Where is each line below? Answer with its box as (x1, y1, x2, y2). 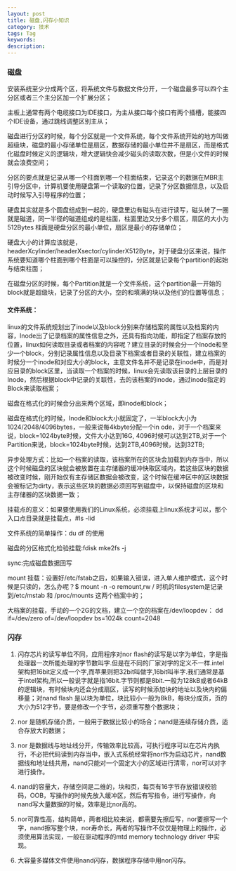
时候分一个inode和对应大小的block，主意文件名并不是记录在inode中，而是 (7, 357, 222, 366)
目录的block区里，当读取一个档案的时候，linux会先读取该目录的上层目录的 (13, 366, 228, 375)
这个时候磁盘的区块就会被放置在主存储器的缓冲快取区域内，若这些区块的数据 (7, 464, 229, 472)
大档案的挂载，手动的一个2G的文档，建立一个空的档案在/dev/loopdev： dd (7, 606, 223, 614)
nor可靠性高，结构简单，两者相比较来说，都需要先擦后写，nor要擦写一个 (17, 815, 228, 823)
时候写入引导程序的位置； (13, 191, 88, 199)
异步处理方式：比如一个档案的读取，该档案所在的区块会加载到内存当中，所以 (7, 455, 229, 463)
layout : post (7, 10, 46, 18)
